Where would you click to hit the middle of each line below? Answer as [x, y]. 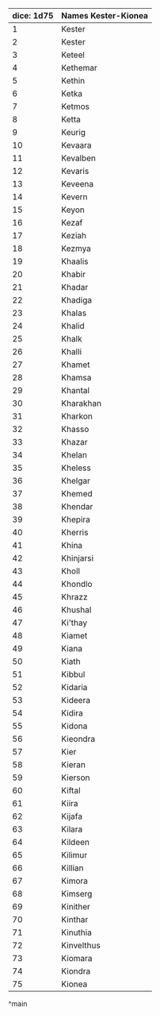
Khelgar [76, 481]
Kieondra [78, 739]
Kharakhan [81, 403]
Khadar [75, 287]
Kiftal [71, 791]
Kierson [76, 778]
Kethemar [79, 68]
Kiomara [77, 958]
